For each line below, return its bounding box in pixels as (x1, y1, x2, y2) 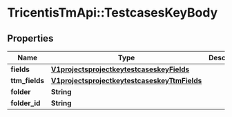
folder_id (10, 98, 41, 108)
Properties (7, 33, 54, 44)
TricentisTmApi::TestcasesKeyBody (7, 5, 218, 21)
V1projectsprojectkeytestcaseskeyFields (50, 64, 190, 74)
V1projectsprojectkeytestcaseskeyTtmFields (50, 76, 202, 85)
